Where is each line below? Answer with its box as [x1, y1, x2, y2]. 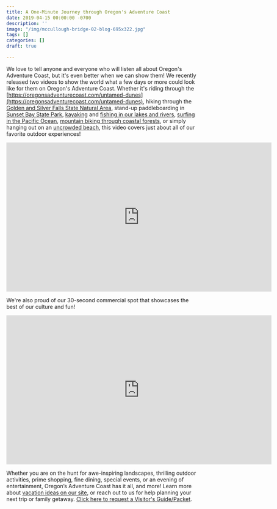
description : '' [6, 20, 48, 26]
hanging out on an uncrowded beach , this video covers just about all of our [6, 124, 195, 131]
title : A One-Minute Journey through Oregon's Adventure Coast [6, 9, 171, 15]
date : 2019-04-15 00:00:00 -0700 [6, 15, 92, 21]
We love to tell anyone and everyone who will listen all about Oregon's [6, 65, 182, 72]
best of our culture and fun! [6, 303, 76, 310]
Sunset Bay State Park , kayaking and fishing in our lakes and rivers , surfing [6, 111, 195, 118]
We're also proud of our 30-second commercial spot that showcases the [6, 296, 189, 303]
